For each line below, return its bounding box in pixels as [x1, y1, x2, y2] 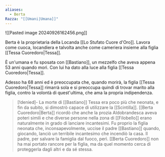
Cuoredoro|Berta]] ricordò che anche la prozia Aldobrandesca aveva [17, 110, 157, 116]
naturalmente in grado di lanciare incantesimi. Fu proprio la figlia [17, 120, 148, 126]
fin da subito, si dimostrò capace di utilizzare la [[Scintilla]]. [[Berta [17, 104, 153, 111]
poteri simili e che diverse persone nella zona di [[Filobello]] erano [17, 115, 152, 121]
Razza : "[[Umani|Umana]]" [5, 16, 58, 21]
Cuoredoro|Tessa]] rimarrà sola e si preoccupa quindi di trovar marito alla [5, 85, 155, 91]
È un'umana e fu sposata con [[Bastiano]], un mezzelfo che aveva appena [5, 60, 156, 65]
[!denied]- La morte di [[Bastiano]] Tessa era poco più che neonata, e [17, 99, 159, 105]
